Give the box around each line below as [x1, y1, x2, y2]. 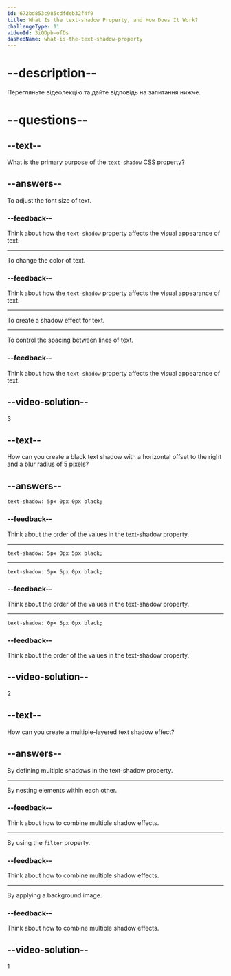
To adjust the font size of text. [7, 196, 91, 204]
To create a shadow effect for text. [7, 316, 105, 325]
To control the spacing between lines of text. [7, 336, 134, 345]
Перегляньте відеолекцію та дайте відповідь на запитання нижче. [7, 88, 201, 96]
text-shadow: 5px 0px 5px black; [7, 549, 103, 557]
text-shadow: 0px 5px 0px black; [7, 620, 103, 627]
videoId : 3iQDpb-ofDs [7, 29, 69, 37]
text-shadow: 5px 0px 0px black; [7, 498, 103, 505]
